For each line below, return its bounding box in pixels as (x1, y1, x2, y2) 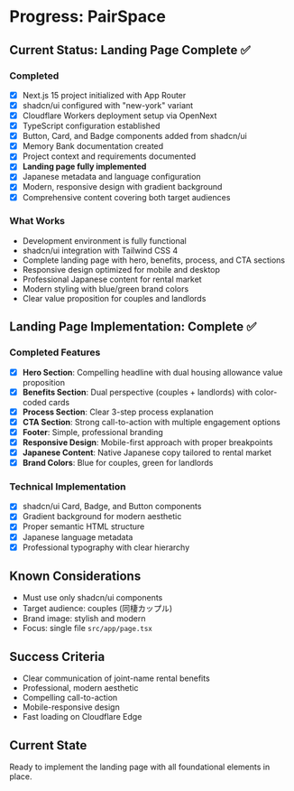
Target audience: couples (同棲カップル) (22, 603, 173, 614)
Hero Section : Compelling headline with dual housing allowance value (22, 367, 283, 377)
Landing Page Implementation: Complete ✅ (9, 319, 257, 335)
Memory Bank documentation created (22, 141, 164, 152)
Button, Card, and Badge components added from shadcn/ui (22, 131, 248, 142)
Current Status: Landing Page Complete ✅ (9, 42, 251, 58)
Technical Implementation (9, 480, 126, 493)
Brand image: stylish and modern (22, 613, 146, 624)
